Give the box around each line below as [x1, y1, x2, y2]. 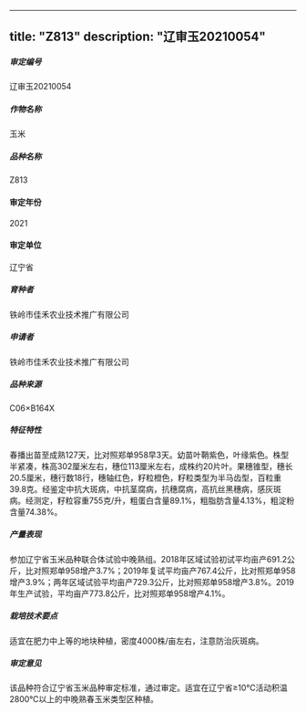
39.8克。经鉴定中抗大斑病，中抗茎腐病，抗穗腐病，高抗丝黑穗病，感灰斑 [9, 483, 282, 494]
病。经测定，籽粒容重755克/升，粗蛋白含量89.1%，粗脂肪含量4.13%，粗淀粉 [9, 495, 295, 506]
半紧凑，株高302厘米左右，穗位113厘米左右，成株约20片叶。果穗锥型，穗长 [9, 460, 293, 471]
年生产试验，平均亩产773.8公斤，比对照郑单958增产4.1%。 [9, 588, 230, 599]
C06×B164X [9, 403, 56, 414]
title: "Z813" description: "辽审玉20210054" [9, 29, 266, 45]
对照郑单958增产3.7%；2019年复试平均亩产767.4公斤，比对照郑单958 [33, 565, 296, 576]
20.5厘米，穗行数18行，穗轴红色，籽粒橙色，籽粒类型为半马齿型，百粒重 [9, 472, 282, 483]
